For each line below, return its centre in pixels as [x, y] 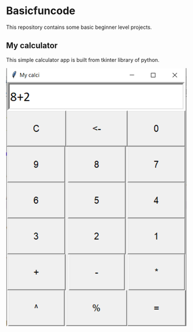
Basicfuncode [41, 11]
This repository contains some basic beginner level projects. [79, 27]
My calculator [32, 46]
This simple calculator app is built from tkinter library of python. [83, 59]
